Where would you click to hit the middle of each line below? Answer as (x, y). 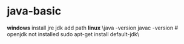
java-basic (34, 11)
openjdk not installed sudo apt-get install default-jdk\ (73, 34)
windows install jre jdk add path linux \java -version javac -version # (92, 28)
